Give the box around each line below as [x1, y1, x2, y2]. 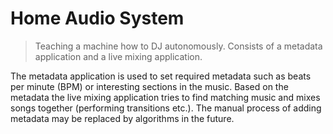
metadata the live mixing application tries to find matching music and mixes [10, 91, 321, 103]
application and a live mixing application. [34, 50, 203, 62]
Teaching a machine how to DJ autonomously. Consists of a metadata [34, 40, 323, 52]
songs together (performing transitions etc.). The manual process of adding [10, 102, 322, 114]
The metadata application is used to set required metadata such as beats [10, 70, 312, 82]
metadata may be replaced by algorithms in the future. [10, 112, 235, 124]
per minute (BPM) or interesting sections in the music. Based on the [10, 80, 289, 92]
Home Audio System [10, 7, 185, 30]
